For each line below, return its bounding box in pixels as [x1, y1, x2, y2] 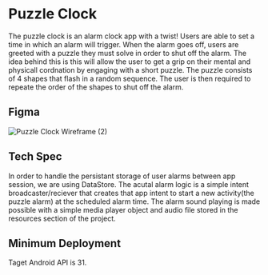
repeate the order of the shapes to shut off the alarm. [8, 82, 184, 92]
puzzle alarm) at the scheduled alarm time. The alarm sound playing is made [8, 197, 261, 206]
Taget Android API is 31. [8, 257, 87, 268]
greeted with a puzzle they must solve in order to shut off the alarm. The [8, 48, 246, 58]
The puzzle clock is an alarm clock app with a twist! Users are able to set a [8, 31, 254, 41]
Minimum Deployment [8, 237, 122, 250]
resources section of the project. [8, 213, 116, 223]
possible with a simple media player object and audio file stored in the [8, 205, 238, 214]
